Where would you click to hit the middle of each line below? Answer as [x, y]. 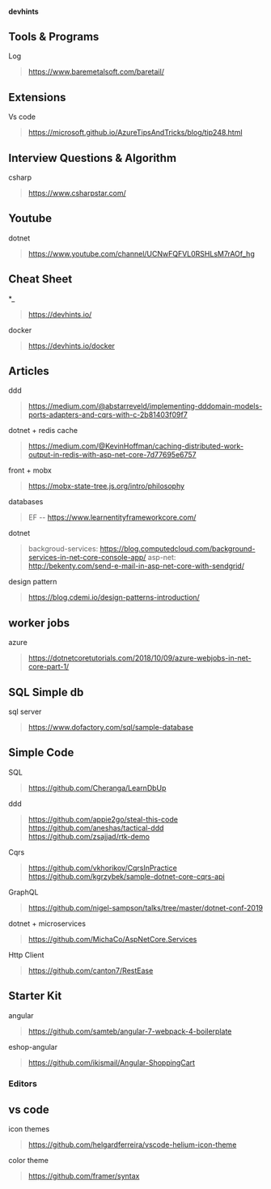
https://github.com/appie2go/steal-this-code [103, 819]
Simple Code [41, 753]
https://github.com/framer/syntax [84, 1176]
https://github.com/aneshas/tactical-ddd [96, 828]
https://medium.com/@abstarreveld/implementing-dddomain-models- [145, 406]
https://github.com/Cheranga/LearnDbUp [97, 788]
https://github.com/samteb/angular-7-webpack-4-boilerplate [130, 1031]
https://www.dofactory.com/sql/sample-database [111, 728]
